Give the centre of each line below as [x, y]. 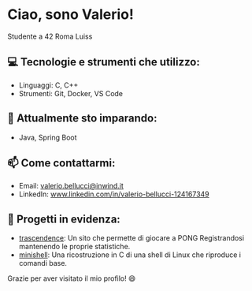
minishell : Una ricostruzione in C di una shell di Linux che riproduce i [130, 255]
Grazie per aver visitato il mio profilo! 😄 [72, 278]
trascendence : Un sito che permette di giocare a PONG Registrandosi [132, 238]
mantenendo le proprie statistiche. [74, 247]
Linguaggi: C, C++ [48, 85]
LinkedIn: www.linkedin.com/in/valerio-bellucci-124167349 [114, 194]
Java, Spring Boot [48, 137]
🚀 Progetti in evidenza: [64, 219]
